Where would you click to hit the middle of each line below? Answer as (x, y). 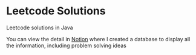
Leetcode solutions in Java (40, 27)
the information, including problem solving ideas (67, 45)
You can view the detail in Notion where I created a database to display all (98, 39)
